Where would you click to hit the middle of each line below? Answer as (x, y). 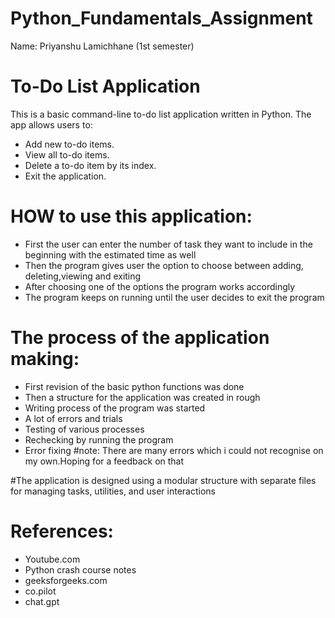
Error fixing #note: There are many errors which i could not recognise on (174, 450)
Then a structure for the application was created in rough (142, 397)
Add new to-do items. (69, 144)
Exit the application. (65, 176)
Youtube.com (52, 559)
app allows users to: (51, 124)
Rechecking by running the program (99, 439)
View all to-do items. (67, 154)
